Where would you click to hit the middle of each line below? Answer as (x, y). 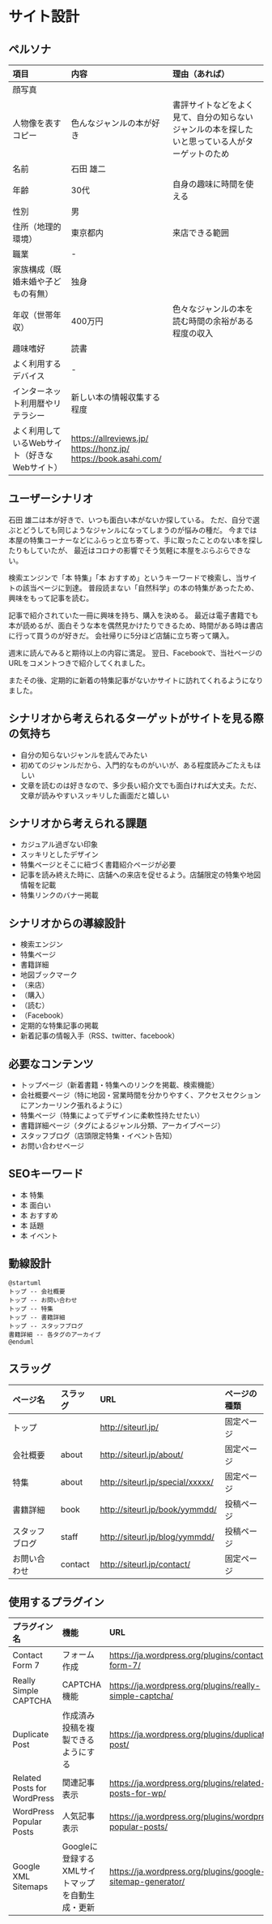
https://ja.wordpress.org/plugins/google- (187, 1871)
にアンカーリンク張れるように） (73, 1105)
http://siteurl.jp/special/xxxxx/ (157, 1481)
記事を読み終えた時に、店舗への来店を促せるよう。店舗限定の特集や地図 (140, 875)
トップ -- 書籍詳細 (37, 1317)
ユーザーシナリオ (51, 499)
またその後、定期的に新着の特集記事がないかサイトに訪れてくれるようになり (136, 680)
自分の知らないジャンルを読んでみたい (84, 754)
